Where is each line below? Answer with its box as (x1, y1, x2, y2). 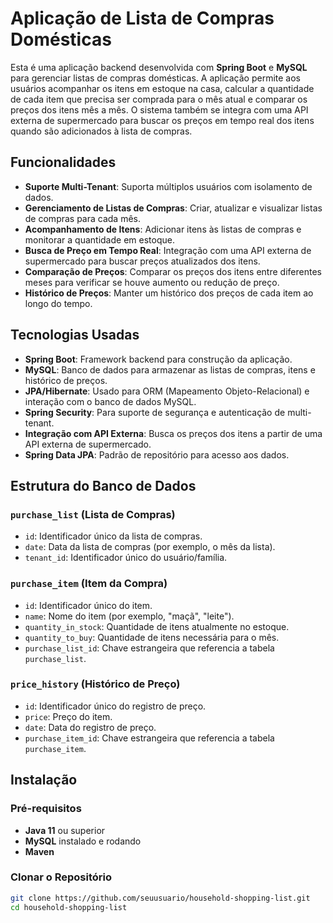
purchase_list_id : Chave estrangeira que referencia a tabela (24, 642, 275, 654)
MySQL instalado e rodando (24, 835, 142, 847)
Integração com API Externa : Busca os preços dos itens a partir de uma (24, 427, 323, 439)
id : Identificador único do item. (24, 599, 153, 611)
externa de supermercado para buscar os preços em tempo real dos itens (10, 114, 315, 126)
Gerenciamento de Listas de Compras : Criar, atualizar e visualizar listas (24, 202, 323, 214)
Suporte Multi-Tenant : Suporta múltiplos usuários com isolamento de (24, 180, 313, 192)
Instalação (10, 772, 78, 789)
